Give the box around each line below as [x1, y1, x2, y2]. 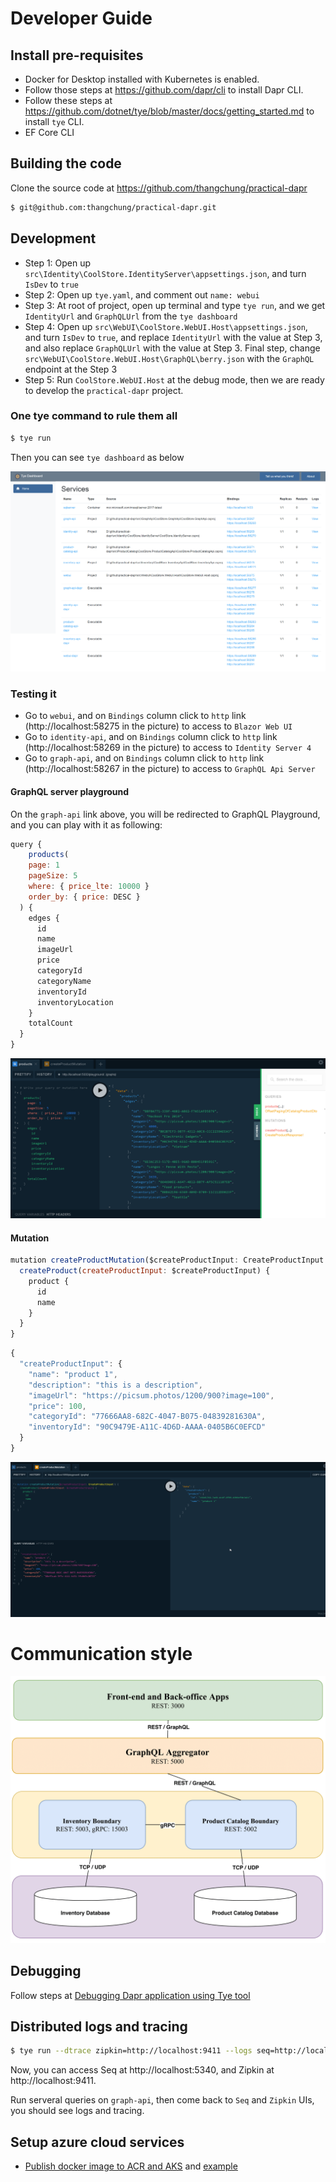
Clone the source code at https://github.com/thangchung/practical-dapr [10, 182, 308, 194]
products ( [28, 850, 70, 860]
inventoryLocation [36, 997, 114, 1007]
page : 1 [28, 860, 60, 871]
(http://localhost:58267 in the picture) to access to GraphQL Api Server [24, 763, 316, 775]
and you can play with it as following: [10, 818, 163, 831]
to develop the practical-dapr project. [24, 384, 184, 396]
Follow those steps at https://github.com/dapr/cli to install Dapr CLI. [24, 84, 304, 96]
